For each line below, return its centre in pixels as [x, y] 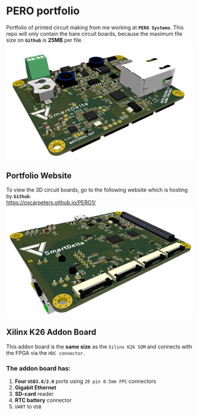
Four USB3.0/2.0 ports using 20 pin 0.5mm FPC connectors [85, 381]
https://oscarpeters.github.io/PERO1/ [51, 203]
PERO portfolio [43, 11]
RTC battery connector [43, 400]
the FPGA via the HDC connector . [45, 353]
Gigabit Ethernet [35, 388]
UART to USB [28, 407]
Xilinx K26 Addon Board [51, 332]
